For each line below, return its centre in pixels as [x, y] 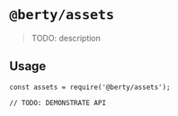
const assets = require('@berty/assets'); [90, 87]
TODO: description [66, 38]
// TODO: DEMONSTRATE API [58, 103]
